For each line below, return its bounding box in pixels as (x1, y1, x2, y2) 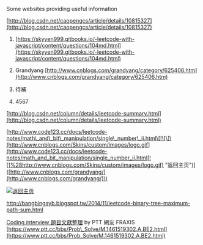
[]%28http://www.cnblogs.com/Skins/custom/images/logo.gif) (6, 161, 164, 169)
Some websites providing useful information (6, 5, 117, 12)
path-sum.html (6, 206, 44, 213)
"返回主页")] (164, 161, 196, 169)
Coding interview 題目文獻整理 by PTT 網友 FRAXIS (6, 219, 135, 225)
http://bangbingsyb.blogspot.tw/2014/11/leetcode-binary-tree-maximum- (6, 200, 191, 207)
